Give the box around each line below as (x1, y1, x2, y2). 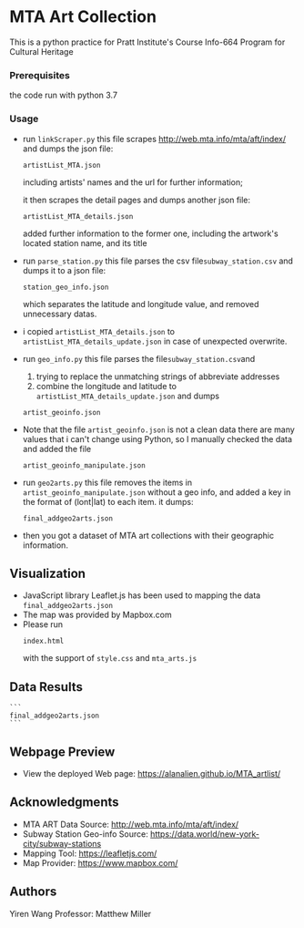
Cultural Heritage (9, 46, 75, 57)
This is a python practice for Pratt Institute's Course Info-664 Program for (9, 36, 286, 47)
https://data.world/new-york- (149, 828, 260, 840)
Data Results (9, 679, 84, 695)
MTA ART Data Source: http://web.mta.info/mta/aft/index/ (22, 819, 239, 830)
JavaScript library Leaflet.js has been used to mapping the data (22, 590, 261, 601)
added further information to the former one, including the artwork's (22, 228, 279, 239)
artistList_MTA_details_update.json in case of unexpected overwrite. (22, 335, 288, 346)
